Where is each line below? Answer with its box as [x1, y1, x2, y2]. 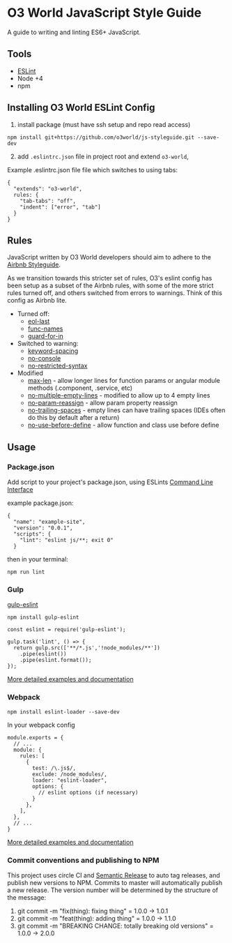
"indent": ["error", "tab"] [20, 204, 101, 211]
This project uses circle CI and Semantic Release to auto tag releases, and [7, 870, 221, 880]
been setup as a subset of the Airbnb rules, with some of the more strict [7, 281, 214, 290]
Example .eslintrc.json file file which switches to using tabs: [7, 165, 178, 174]
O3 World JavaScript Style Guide [7, 5, 202, 21]
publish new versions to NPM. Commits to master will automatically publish [7, 878, 223, 887]
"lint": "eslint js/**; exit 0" [20, 537, 114, 544]
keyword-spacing [27, 347, 79, 355]
